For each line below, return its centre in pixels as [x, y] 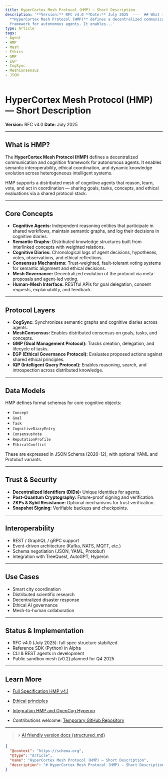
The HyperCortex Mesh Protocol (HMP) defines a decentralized [72, 157]
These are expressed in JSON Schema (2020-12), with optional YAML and [81, 454]
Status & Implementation [44, 630]
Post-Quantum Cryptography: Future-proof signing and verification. [83, 497]
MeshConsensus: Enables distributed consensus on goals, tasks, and [85, 333]
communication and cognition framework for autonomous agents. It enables [83, 162]
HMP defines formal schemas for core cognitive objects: [63, 403]
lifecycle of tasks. [30, 349]
